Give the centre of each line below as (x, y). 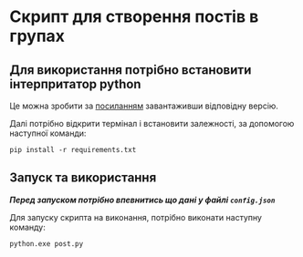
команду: (27, 227)
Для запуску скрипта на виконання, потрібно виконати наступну (136, 217)
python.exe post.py (47, 243)
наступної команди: (48, 133)
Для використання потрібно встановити (131, 70)
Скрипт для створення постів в (134, 17)
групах (37, 36)
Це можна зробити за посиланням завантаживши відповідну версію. (144, 106)
